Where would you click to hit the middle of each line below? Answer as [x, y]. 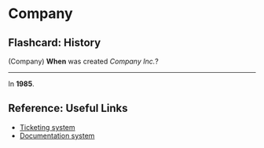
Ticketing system [48, 127]
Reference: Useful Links [68, 108]
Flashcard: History [55, 43]
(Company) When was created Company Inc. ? [83, 61]
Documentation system [57, 135]
